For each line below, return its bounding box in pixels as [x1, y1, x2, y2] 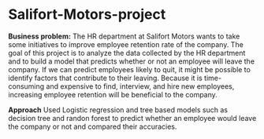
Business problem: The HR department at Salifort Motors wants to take [8, 31, 240, 41]
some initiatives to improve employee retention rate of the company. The [8, 39, 244, 49]
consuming [8, 81, 45, 91]
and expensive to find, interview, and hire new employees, [46, 81, 235, 91]
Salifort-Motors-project [8, 5, 166, 24]
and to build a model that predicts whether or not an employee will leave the [8, 57, 255, 66]
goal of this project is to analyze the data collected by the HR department [8, 48, 246, 57]
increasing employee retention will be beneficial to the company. [8, 90, 218, 99]
